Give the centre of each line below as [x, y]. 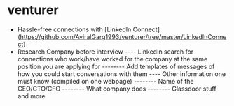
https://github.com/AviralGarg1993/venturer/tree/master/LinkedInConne [123, 36]
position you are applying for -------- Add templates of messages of [116, 66]
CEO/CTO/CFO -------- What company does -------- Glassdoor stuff [117, 89]
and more [31, 96]
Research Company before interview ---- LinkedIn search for [105, 52]
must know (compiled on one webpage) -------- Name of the [105, 81]
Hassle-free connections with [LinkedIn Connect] [88, 29]
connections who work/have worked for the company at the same [112, 59]
